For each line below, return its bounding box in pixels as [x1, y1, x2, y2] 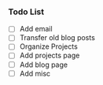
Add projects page [19, 50, 80, 61]
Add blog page [19, 60, 68, 69]
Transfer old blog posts [19, 33, 96, 42]
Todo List [8, 6, 45, 17]
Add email [19, 24, 53, 34]
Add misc [19, 68, 51, 78]
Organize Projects [19, 42, 79, 51]
